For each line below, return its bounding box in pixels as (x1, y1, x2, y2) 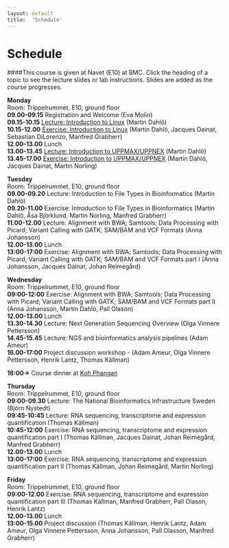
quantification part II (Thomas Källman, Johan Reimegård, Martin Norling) (7, 462, 214, 471)
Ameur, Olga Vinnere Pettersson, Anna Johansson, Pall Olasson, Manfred (7, 527, 214, 535)
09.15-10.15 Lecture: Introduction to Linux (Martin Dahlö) (7, 118, 167, 127)
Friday (7, 475, 26, 484)
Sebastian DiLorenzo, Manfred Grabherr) (7, 133, 123, 141)
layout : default (7, 10, 53, 17)
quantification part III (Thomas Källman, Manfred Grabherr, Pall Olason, (7, 497, 208, 506)
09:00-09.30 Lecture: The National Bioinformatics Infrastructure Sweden (7, 397, 216, 405)
